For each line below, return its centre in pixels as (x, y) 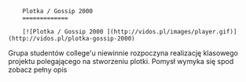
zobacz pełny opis (38, 70)
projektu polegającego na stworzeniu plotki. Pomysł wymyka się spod (121, 61)
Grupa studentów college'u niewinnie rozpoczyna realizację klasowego (123, 53)
